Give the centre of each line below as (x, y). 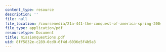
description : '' (22, 14)
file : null (16, 19)
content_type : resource (30, 10)
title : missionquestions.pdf (35, 38)
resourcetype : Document (30, 33)
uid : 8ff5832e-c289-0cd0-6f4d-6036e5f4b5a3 (51, 42)
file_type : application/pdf (34, 28)
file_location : (21, 24)
